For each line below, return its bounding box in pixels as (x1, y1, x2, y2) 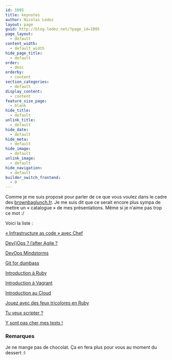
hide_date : (5, 127, 29, 132)
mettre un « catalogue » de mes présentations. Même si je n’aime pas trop (5, 205, 162, 211)
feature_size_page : (5, 98, 47, 103)
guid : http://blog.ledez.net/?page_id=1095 (5, 27, 100, 32)
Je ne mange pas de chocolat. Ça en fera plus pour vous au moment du (5, 344, 157, 350)
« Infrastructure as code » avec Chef (5, 230, 83, 237)
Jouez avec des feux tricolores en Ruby (5, 300, 89, 306)
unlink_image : (5, 156, 36, 161)
